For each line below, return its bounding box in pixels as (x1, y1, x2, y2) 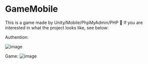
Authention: (5, 34, 28, 40)
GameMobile (5, 3, 58, 15)
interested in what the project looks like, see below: (5, 24, 109, 30)
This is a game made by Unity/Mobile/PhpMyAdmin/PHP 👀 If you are (5, 20, 143, 25)
